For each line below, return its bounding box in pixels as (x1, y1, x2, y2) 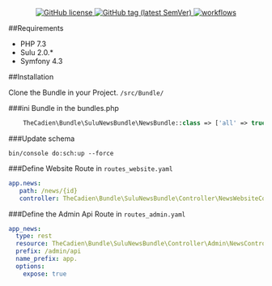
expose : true (23, 270, 67, 278)
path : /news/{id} (19, 186, 79, 194)
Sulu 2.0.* (19, 48, 54, 57)
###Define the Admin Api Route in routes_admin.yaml (8, 209, 186, 219)
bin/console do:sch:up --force (8, 149, 114, 157)
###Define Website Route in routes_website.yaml (8, 163, 173, 173)
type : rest (15, 232, 53, 241)
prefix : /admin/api (15, 247, 82, 255)
